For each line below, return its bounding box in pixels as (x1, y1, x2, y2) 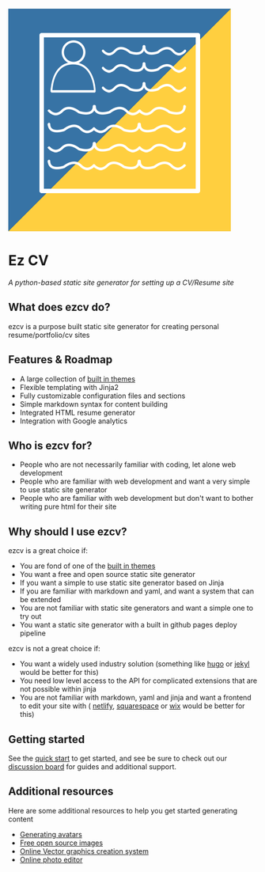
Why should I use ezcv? (8, 525, 128, 538)
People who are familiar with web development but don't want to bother (19, 494, 254, 503)
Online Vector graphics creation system (19, 846, 149, 855)
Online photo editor (19, 855, 83, 864)
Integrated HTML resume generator (19, 408, 136, 417)
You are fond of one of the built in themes (19, 561, 156, 571)
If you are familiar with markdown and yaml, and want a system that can (19, 586, 255, 596)
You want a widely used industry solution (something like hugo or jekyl (19, 659, 251, 669)
